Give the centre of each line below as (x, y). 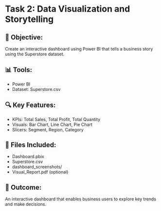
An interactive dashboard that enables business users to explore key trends (81, 199)
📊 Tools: (19, 70)
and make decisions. (26, 204)
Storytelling (29, 19)
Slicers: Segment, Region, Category (48, 129)
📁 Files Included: (31, 145)
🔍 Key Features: (30, 105)
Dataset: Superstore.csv (36, 89)
